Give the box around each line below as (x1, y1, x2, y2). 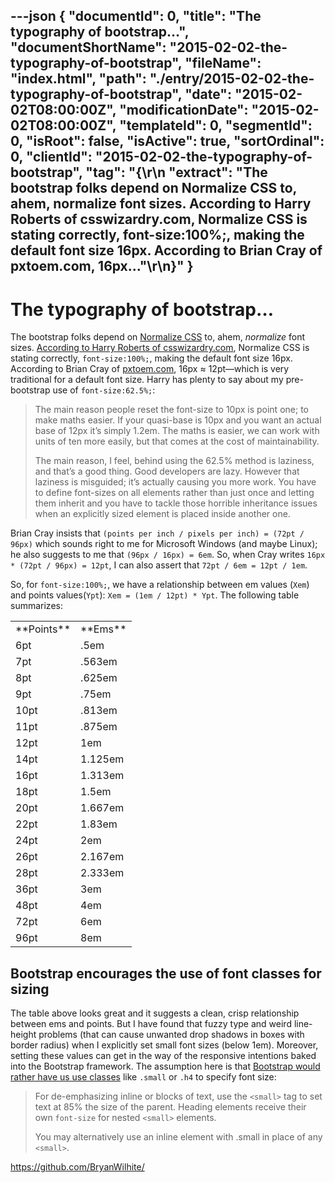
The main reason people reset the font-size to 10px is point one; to (34, 404, 309, 416)
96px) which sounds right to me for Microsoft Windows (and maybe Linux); (10, 538, 318, 550)
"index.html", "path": (10, 70, 147, 88)
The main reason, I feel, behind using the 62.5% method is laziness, (34, 455, 315, 467)
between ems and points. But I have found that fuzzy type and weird (10, 1018, 292, 1030)
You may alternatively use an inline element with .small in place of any (34, 1131, 323, 1143)
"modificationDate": (119, 102, 249, 119)
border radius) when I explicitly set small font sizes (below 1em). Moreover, (10, 1039, 319, 1051)
